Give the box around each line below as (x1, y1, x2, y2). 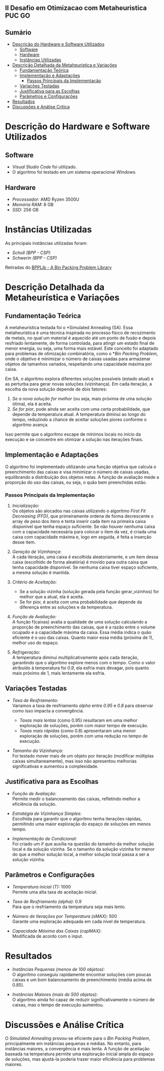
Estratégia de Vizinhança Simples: (12, 810, 82, 816)
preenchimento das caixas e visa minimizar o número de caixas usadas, (5, 469, 150, 475)
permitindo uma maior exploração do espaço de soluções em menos (12, 821, 151, 827)
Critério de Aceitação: (12, 579, 57, 585)
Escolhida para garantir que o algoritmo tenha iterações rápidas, (12, 815, 142, 821)
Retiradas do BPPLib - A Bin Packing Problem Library (5, 264, 112, 270)
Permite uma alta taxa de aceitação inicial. (12, 889, 98, 895)
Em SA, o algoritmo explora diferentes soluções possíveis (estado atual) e (5, 375, 154, 382)
